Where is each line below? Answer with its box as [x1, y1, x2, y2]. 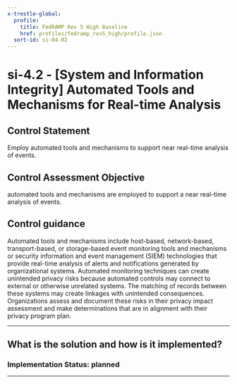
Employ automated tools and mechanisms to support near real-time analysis [7, 144, 229, 152]
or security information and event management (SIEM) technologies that [7, 252, 217, 260]
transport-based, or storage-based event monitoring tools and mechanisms [7, 244, 227, 252]
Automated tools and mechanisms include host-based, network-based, [7, 237, 214, 245]
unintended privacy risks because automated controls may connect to [7, 274, 211, 283]
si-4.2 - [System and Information [7, 67, 204, 83]
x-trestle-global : [7, 10, 61, 18]
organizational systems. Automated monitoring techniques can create [7, 266, 209, 275]
